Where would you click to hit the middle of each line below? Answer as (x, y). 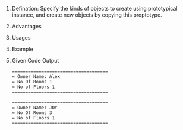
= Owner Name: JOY (34, 108)
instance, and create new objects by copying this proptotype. (87, 15)
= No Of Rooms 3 (32, 113)
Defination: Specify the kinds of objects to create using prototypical (94, 9)
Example (23, 49)
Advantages (26, 26)
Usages (21, 38)
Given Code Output (35, 61)
